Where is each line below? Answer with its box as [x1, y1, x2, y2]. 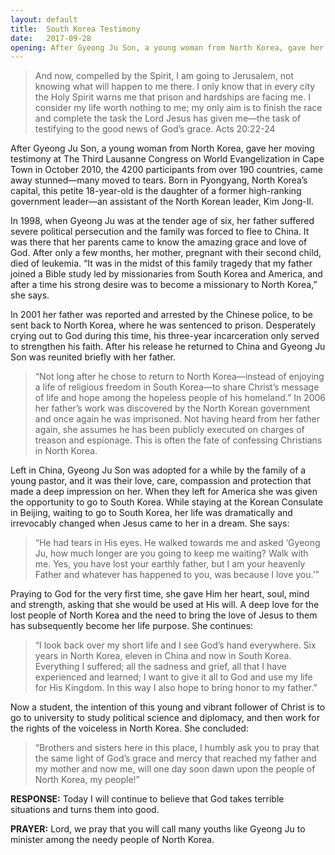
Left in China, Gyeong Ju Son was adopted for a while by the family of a [10, 464, 307, 476]
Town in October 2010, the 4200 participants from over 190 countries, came [10, 164, 323, 176]
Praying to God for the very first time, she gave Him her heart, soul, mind [10, 588, 310, 600]
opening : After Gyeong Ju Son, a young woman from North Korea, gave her [10, 42, 325, 53]
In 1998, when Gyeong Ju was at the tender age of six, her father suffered [10, 215, 315, 227]
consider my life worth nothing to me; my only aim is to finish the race [34, 102, 323, 114]
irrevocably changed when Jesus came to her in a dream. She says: [10, 517, 290, 530]
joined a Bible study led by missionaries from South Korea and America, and [10, 268, 323, 280]
